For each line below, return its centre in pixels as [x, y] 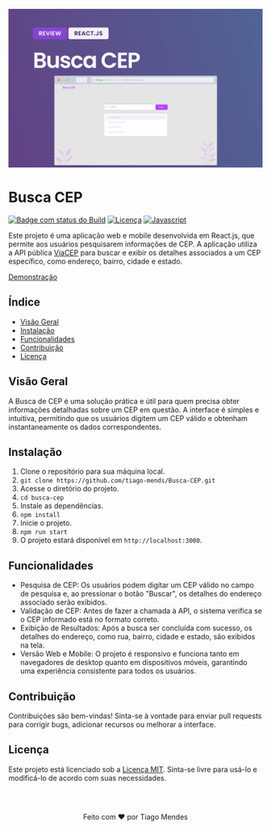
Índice [24, 303]
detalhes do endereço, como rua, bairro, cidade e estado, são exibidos [138, 637]
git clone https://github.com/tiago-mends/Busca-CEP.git [118, 481]
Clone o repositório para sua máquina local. [92, 472]
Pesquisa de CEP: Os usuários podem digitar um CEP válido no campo [137, 585]
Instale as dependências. [61, 506]
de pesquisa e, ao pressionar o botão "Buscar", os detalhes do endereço [141, 594]
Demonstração [33, 276]
